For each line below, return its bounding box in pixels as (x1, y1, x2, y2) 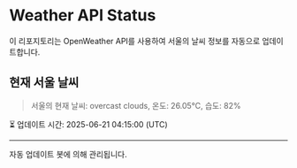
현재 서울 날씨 (9, 75, 80, 90)
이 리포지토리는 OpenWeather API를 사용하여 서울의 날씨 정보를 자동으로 (9, 35, 261, 46)
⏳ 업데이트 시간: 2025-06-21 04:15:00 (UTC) (9, 118, 168, 129)
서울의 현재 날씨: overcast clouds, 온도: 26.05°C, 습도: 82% (30, 100, 241, 111)
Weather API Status (9, 5, 156, 26)
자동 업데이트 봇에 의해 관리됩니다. (9, 149, 127, 159)
